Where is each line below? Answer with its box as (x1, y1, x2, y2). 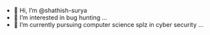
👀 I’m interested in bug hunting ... (13, 13, 108, 22)
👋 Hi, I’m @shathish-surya (13, 7, 88, 14)
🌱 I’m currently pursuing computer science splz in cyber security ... (13, 21, 204, 28)
